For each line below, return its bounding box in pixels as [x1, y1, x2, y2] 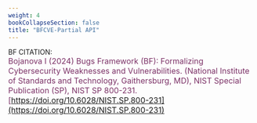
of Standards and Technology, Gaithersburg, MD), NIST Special [8, 75, 241, 86]
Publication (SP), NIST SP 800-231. [8, 85, 138, 96]
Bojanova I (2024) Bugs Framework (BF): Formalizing [8, 56, 204, 67]
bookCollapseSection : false [8, 19, 100, 27]
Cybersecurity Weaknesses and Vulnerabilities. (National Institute [8, 66, 250, 77]
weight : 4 [8, 11, 41, 20]
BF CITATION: [8, 48, 52, 57]
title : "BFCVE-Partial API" [8, 26, 100, 34]
